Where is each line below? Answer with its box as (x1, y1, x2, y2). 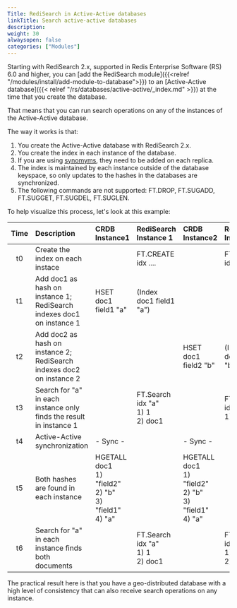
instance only (35, 403, 80, 412)
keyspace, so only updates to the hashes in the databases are (17, 171, 197, 179)
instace (35, 263, 60, 272)
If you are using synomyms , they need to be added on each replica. (17, 156, 214, 165)
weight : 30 (7, 30, 39, 37)
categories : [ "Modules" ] (7, 43, 80, 50)
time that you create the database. (7, 93, 107, 101)
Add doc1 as (35, 274, 78, 283)
